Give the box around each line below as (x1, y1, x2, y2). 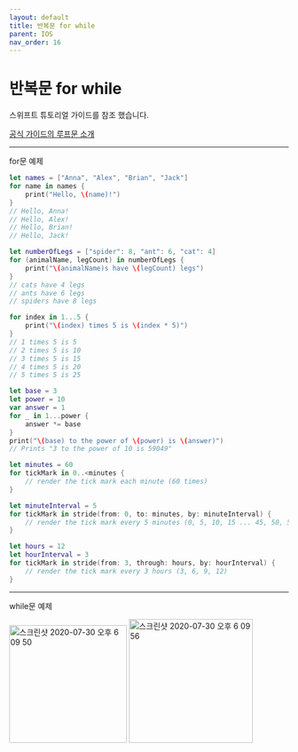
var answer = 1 (9, 403, 66, 413)
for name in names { (9, 182, 86, 191)
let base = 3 (9, 387, 58, 396)
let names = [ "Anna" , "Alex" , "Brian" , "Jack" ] (9, 174, 189, 183)
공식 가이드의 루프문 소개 (9, 129, 95, 139)
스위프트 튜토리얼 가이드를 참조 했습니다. (9, 110, 149, 121)
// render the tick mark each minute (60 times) (25, 477, 208, 487)
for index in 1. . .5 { (9, 313, 90, 322)
